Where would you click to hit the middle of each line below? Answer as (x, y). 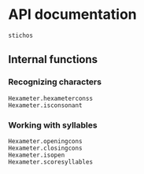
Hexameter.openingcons (45, 141)
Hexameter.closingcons (45, 148)
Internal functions (53, 59)
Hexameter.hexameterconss (50, 98)
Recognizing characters (55, 82)
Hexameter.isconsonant (45, 105)
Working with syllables (53, 125)
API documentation (73, 15)
